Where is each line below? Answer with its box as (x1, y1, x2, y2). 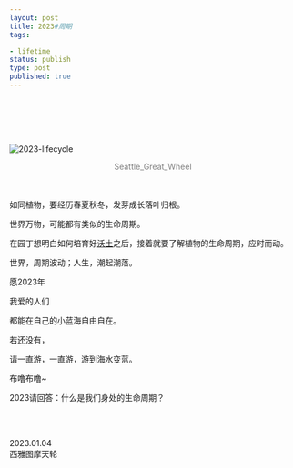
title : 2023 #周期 (9, 22, 73, 31)
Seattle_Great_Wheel (113, 161, 193, 172)
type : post (9, 64, 51, 73)
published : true (9, 72, 71, 82)
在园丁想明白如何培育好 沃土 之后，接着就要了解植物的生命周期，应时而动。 (9, 237, 288, 248)
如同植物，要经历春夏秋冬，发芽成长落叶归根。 (9, 199, 185, 210)
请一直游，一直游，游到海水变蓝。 (9, 353, 137, 364)
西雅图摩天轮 (9, 448, 57, 459)
